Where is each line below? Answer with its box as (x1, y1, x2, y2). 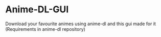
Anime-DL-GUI (5, 4, 69, 15)
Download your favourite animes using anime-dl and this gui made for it (5, 21, 156, 27)
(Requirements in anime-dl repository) (5, 26, 86, 32)
